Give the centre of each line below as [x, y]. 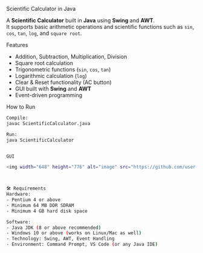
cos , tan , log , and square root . [44, 33]
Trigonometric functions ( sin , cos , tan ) [63, 69]
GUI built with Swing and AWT [53, 89]
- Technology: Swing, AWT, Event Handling [60, 239]
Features [17, 45]
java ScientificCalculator [40, 140]
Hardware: [19, 194]
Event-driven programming [49, 95]
